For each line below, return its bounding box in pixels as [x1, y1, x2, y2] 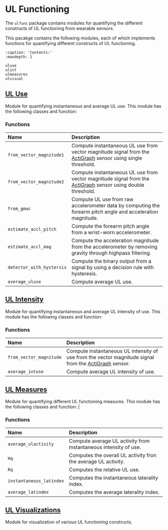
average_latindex [7, 490, 49, 495]
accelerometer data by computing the [71, 202, 160, 209]
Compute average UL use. [71, 278, 133, 285]
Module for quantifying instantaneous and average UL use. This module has [5, 103, 161, 109]
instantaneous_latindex [7, 478, 64, 484]
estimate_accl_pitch [7, 226, 56, 232]
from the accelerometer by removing [71, 243, 157, 250]
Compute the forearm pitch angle [71, 223, 149, 230]
